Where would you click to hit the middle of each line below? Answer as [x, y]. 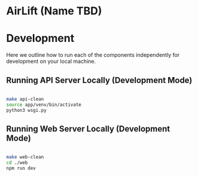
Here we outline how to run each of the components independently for [93, 55]
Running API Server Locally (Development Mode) [99, 80]
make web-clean [25, 157]
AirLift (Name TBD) [54, 11]
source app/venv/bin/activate [44, 105]
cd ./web [17, 163]
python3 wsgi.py [26, 110]
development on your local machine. [51, 62]
